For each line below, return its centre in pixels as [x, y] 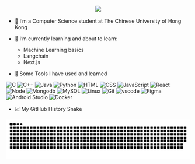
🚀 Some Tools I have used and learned [61, 74]
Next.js [32, 62]
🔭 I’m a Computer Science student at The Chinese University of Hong [98, 21]
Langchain [36, 56]
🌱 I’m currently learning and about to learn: [66, 39]
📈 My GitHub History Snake [48, 109]
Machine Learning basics [53, 50]
